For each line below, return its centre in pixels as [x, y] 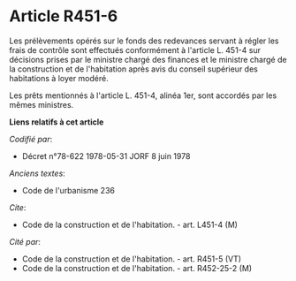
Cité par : [25, 241]
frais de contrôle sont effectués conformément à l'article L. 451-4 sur [135, 49]
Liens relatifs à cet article [57, 122]
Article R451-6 [64, 16]
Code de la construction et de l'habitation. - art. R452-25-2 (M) [137, 268]
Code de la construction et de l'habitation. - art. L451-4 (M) [130, 224]
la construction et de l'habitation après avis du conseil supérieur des [133, 69]
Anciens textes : [38, 173]
